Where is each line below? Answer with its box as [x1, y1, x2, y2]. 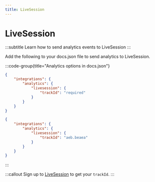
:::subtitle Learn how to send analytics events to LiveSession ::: [5, 44, 131, 50]
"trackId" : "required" [39, 90, 86, 95]
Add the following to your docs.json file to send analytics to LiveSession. [5, 53, 151, 59]
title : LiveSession [5, 7, 45, 12]
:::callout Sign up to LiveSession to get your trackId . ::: [5, 171, 115, 177]
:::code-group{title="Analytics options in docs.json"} [5, 63, 110, 68]
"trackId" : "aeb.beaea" [39, 135, 88, 140]
